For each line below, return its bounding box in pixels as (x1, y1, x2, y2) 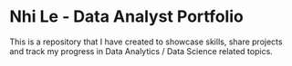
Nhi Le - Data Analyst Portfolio (9, 6, 244, 27)
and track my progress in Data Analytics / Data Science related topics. (9, 45, 274, 56)
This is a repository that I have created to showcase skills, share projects (9, 36, 283, 47)
